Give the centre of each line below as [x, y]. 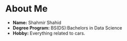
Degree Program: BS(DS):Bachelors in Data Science [67, 27]
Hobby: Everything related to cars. [49, 33]
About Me [26, 9]
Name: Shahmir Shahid [37, 22]
